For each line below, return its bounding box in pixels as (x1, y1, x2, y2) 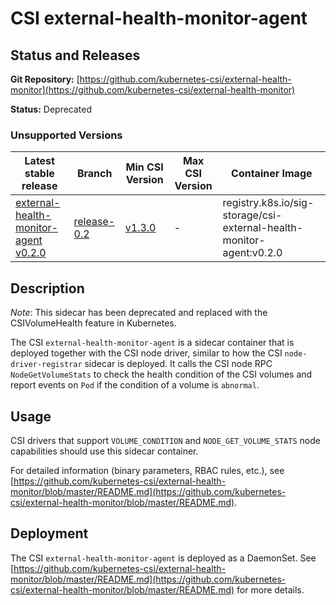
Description (10, 280, 85, 297)
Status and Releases (10, 47, 141, 64)
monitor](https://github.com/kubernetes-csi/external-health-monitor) (10, 84, 296, 96)
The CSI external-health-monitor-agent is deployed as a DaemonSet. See (10, 552, 317, 564)
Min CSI (125, 160, 164, 174)
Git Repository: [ (10, 73, 80, 85)
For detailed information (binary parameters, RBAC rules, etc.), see (10, 464, 285, 476)
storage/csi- (222, 208, 283, 222)
